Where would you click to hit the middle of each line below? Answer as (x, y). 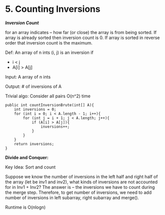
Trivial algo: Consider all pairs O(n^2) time (48, 96)
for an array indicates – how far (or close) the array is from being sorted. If (81, 32)
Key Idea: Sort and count (30, 167)
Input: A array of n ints (28, 77)
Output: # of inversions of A (33, 86)
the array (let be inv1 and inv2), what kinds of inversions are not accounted (81, 182)
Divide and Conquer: (27, 157)
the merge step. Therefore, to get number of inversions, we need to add (79, 192)
